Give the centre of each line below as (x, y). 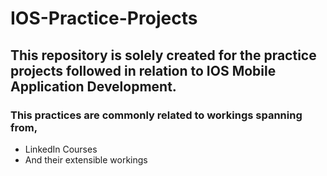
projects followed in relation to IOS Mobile (143, 70)
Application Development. (93, 86)
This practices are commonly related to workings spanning (156, 115)
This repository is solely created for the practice (163, 55)
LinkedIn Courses (61, 149)
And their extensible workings (86, 159)
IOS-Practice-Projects (104, 18)
